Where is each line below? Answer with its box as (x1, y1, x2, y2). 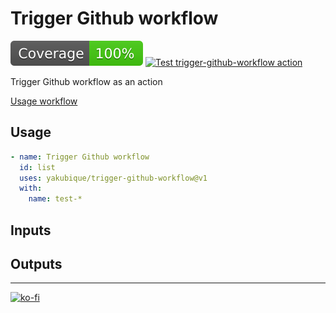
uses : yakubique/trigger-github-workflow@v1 (19, 173, 208, 183)
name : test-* (28, 194, 83, 204)
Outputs (10, 255, 63, 272)
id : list (19, 162, 56, 172)
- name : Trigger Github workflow (10, 152, 150, 162)
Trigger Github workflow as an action (10, 75, 163, 87)
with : (19, 183, 43, 194)
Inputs (10, 222, 52, 239)
